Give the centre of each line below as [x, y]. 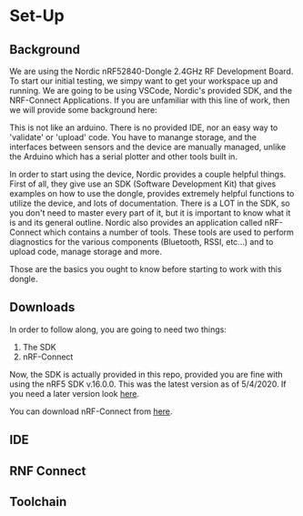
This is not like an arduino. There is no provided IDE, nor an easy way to [144, 127]
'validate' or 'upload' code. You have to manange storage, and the [133, 137]
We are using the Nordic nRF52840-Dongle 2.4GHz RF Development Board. [151, 71]
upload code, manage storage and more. [86, 252]
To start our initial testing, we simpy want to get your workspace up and [144, 81]
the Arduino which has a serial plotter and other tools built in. [124, 157]
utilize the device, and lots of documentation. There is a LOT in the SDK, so [150, 203]
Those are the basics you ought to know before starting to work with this [146, 269]
